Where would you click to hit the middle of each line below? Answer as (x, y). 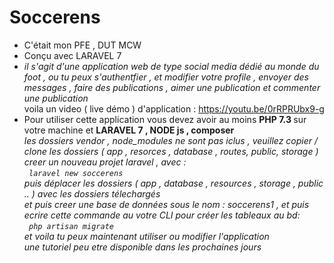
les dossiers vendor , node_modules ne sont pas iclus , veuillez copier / (171, 140)
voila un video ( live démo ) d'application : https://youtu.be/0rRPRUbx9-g (174, 108)
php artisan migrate (71, 226)
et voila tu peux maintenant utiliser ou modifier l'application (146, 236)
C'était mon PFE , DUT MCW (82, 45)
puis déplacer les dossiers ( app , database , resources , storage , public (173, 183)
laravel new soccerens (76, 173)
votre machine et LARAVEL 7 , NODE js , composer (129, 130)
